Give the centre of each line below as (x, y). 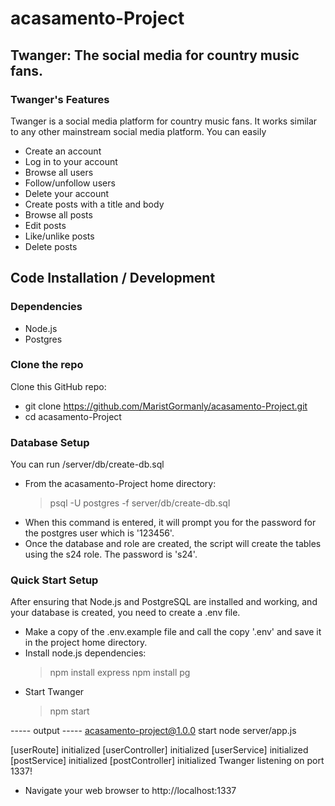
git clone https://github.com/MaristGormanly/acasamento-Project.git (166, 406)
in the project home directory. (86, 643)
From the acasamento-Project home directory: (120, 484)
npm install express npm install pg (120, 673)
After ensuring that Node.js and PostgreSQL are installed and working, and (164, 602)
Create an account (63, 151)
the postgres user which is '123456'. (99, 533)
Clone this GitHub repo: (58, 386)
